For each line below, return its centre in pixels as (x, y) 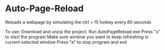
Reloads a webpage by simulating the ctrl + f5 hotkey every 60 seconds (78, 22)
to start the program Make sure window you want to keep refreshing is (77, 37)
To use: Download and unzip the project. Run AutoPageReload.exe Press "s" (83, 31)
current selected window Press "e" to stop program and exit (66, 42)
